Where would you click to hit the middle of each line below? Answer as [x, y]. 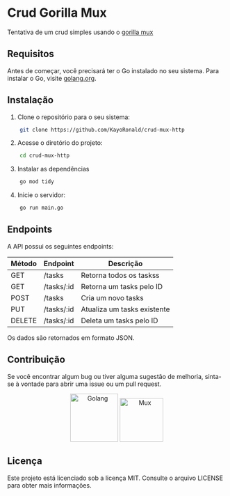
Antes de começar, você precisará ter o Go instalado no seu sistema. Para [113, 70]
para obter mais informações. [49, 485]
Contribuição [36, 360]
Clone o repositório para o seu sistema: [74, 117]
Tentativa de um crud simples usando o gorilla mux [80, 32]
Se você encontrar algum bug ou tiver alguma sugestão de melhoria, [105, 376]
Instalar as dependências [53, 169]
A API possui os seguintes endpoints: [60, 246]
